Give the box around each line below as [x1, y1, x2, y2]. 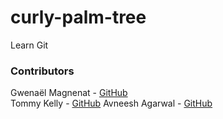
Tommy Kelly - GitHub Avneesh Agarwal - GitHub [10, 97, 213, 110]
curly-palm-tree [10, 6, 147, 29]
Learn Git [10, 39, 49, 51]
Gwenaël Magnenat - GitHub [10, 87, 128, 99]
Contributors [10, 64, 75, 78]
